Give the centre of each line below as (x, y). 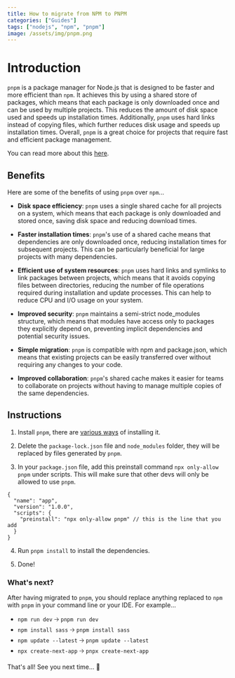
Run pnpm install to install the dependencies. (83, 550)
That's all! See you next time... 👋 (54, 667)
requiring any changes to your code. (70, 365)
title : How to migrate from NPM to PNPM (67, 14)
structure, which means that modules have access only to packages (116, 321)
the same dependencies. (53, 393)
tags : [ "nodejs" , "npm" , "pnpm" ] (56, 27)
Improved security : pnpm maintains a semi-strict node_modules (109, 314)
